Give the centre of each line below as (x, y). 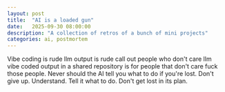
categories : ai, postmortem (48, 39)
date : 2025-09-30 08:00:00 (49, 26)
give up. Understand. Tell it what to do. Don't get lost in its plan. (97, 81)
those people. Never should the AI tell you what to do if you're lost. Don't (110, 74)
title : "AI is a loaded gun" (51, 20)
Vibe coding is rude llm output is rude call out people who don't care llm (109, 59)
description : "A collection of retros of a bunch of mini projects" (108, 33)
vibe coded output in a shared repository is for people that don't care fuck (112, 66)
